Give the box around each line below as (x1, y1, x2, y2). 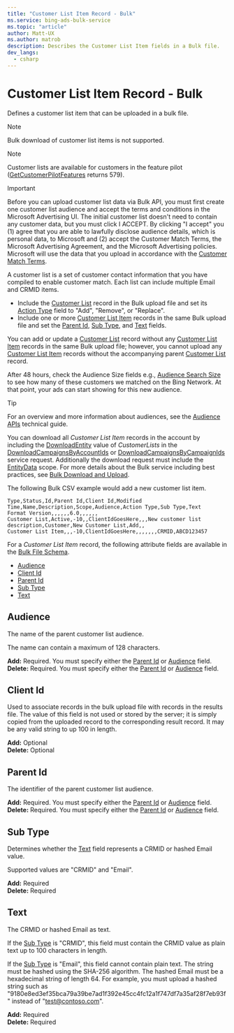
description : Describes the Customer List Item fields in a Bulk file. (7, 43, 220, 50)
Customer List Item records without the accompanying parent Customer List (7, 349, 226, 358)
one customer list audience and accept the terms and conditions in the (7, 205, 211, 213)
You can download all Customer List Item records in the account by (7, 433, 200, 441)
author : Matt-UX (7, 29, 54, 37)
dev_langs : (7, 50, 39, 57)
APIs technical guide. (7, 420, 68, 428)
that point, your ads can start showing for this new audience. (7, 385, 182, 393)
